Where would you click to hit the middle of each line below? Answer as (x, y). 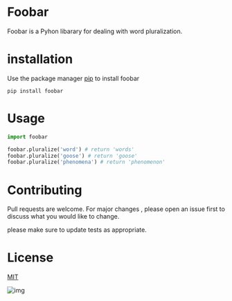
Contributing (45, 190)
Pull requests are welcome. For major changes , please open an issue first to (116, 209)
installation (40, 59)
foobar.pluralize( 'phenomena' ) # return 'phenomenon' (87, 162)
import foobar (28, 137)
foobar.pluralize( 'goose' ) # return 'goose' (72, 156)
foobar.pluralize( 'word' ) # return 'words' (71, 149)
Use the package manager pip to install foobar (73, 78)
